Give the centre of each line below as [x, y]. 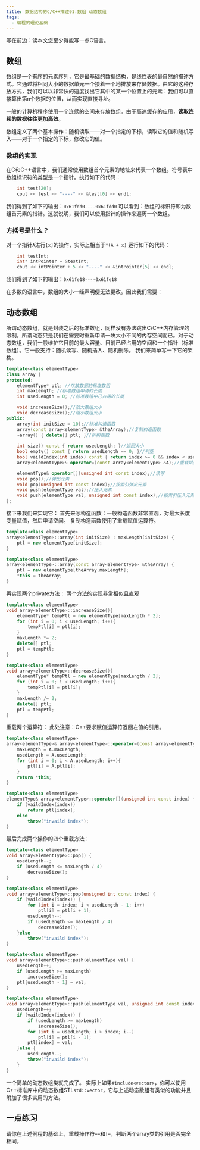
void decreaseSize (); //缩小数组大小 [60, 413]
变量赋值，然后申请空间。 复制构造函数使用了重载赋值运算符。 [82, 521]
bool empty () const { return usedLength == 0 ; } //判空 [85, 452]
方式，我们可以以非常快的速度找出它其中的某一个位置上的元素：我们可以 [100, 91]
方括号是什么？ [28, 231]
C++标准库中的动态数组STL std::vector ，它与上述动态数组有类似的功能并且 [99, 1090]
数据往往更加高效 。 [40, 119]
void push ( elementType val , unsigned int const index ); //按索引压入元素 [106, 496]
